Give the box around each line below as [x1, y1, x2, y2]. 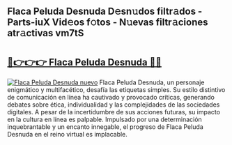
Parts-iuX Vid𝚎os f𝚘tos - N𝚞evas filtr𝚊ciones [7, 17, 208, 29]
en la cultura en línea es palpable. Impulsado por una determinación [7, 115, 202, 123]
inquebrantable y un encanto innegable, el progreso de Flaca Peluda [7, 123, 203, 131]
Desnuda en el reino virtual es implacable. [7, 130, 127, 138]
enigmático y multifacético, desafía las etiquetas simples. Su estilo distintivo [7, 86, 226, 93]
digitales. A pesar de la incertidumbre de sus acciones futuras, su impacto [7, 108, 221, 116]
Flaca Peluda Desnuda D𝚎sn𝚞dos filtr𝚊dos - [7, 6, 203, 17]
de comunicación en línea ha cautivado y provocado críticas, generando [7, 93, 215, 101]
